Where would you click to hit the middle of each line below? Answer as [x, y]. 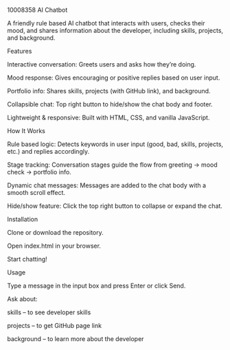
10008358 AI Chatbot [37, 10]
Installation [23, 219]
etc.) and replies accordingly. [48, 151]
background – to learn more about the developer [76, 339]
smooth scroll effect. [36, 192]
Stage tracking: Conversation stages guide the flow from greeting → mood [112, 165]
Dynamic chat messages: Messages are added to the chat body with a [107, 185]
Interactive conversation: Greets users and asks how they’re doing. [102, 64]
